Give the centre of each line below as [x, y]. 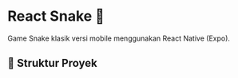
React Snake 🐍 [56, 16]
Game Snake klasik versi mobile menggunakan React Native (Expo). [119, 38]
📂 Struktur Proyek [52, 63]
